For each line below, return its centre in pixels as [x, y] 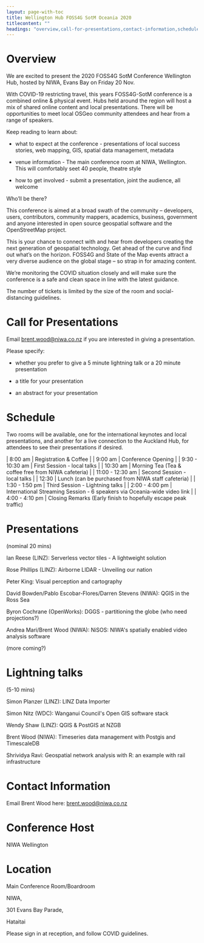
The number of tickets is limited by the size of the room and [81, 291]
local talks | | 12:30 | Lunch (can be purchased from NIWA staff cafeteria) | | [101, 479]
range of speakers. [30, 120]
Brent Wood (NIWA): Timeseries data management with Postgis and [91, 737]
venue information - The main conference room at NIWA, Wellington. [101, 162]
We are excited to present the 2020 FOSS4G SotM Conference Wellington [99, 76]
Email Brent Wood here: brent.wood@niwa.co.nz [67, 803]
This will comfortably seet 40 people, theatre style [78, 169]
